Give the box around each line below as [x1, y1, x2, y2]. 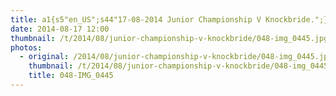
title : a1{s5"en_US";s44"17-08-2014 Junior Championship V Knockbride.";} [10, 14, 329, 25]
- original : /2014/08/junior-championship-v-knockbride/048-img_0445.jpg [19, 52, 333, 62]
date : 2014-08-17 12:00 [10, 24, 110, 34]
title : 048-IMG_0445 [28, 71, 114, 81]
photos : [10, 42, 43, 53]
